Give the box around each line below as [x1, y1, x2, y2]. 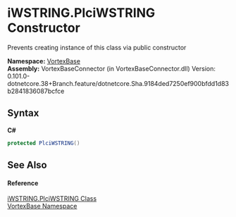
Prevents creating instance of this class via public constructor [7, 43, 187, 51]
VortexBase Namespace [7, 202, 77, 211]
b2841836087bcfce [7, 87, 65, 95]
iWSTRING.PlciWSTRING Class [7, 194, 97, 203]
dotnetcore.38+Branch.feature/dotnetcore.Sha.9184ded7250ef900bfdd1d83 [7, 79, 230, 87]
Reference [7, 178, 39, 187]
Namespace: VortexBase [7, 56, 81, 65]
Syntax [7, 107, 39, 119]
